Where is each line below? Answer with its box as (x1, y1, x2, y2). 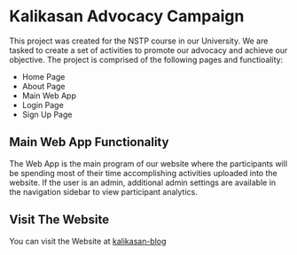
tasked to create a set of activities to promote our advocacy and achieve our (9, 44, 288, 55)
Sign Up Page (21, 109, 73, 120)
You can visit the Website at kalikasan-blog (9, 236, 167, 246)
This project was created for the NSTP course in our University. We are (9, 35, 269, 46)
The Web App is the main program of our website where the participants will (9, 158, 288, 169)
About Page (21, 81, 66, 91)
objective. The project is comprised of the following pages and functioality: (9, 54, 284, 65)
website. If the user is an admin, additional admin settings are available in (9, 177, 277, 188)
